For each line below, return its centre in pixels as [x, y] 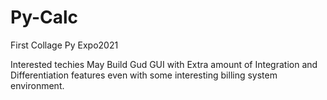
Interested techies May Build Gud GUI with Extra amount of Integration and [164, 64]
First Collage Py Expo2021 [64, 45]
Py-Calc [44, 17]
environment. [37, 85]
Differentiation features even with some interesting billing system [144, 75]
